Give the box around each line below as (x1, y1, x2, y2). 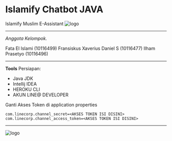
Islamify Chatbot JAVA (5, 4, 103, 15)
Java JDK (12, 75, 33, 82)
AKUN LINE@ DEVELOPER (12, 91, 69, 98)
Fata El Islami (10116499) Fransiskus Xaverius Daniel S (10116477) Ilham (5, 45, 155, 51)
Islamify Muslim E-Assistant (5, 21, 64, 27)
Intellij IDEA (12, 80, 37, 87)
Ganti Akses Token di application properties (5, 102, 97, 108)
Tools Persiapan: (5, 65, 41, 71)
